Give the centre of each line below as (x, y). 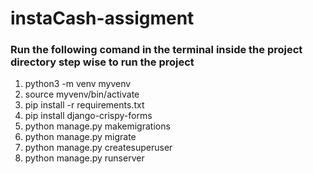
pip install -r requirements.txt (84, 105)
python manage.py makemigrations (97, 126)
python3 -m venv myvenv (78, 84)
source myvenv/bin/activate (82, 94)
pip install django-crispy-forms (88, 116)
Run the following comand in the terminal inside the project (156, 50)
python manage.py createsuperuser (98, 148)
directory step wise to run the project (102, 62)
